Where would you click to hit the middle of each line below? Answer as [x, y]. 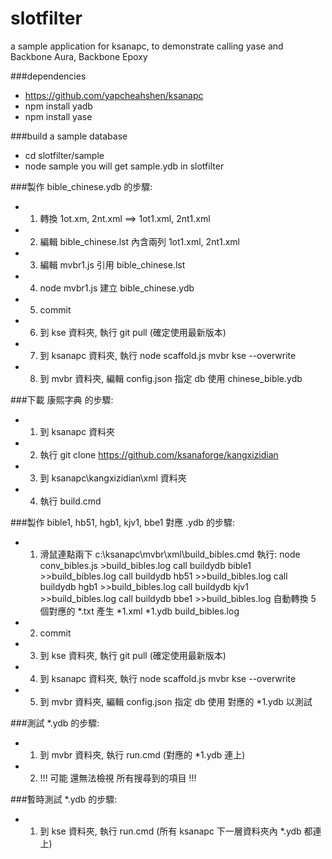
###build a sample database [69, 136]
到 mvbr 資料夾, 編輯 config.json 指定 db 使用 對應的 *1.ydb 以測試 [176, 701]
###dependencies [48, 76]
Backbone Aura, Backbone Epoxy [79, 56]
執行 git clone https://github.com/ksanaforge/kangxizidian [159, 454]
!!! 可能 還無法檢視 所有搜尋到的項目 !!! [118, 778]
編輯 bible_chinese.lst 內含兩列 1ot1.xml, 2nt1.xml [140, 241]
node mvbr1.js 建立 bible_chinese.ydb [117, 288]
